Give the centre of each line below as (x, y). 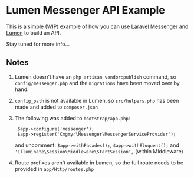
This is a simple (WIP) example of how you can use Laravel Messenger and (97, 26)
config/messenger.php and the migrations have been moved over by (97, 83)
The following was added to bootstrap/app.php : (72, 118)
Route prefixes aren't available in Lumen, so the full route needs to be (99, 163)
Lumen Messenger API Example (86, 10)
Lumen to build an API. (34, 32)
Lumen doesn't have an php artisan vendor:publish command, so (96, 76)
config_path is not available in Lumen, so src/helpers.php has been (97, 100)
